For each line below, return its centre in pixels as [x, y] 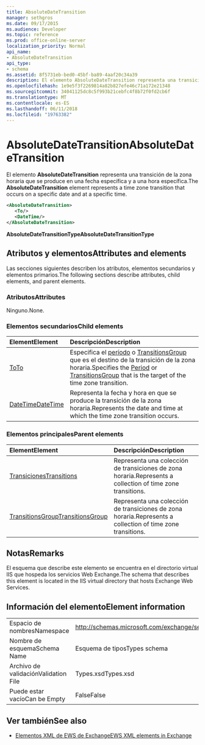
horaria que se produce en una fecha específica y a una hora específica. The [102, 181]
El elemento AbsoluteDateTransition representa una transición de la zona [99, 174]
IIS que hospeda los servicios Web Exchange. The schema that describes [98, 575]
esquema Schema [34, 648]
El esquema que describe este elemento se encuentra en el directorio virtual [102, 568]
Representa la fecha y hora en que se [123, 393]
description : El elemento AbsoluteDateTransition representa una [91, 80]
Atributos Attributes [36, 297]
